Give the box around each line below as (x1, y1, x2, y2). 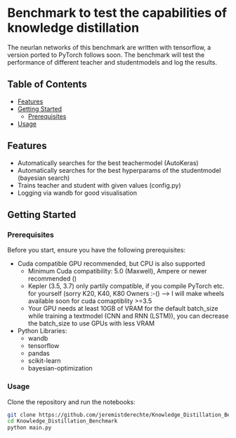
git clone (7, 411, 37, 418)
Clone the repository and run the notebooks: (7, 397, 136, 406)
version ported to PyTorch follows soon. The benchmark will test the (7, 51, 205, 59)
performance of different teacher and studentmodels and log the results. (7, 58, 218, 66)
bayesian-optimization (27, 364, 93, 373)
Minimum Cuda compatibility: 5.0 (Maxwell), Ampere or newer (27, 267, 207, 276)
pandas (27, 349, 51, 358)
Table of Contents (7, 79, 88, 91)
